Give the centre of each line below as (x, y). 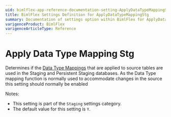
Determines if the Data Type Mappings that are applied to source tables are (84, 68)
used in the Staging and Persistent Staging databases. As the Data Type (81, 73)
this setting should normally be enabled (47, 84)
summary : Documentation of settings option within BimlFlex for (75, 19)
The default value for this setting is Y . (51, 109)
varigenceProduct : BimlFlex (35, 24)
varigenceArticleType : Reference (41, 29)
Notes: (12, 94)
